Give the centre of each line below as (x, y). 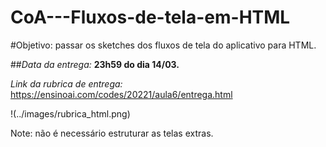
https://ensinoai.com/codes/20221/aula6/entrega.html (121, 94)
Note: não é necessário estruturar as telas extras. (112, 133)
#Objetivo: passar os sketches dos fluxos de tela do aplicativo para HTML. (163, 45)
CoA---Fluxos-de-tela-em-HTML (150, 17)
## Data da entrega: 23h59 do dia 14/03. (95, 64)
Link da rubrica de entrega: (66, 83)
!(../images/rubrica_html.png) (70, 113)
